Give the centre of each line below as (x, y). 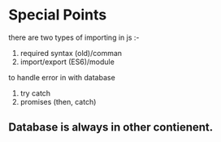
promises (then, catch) (58, 101)
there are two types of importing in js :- (74, 37)
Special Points (58, 15)
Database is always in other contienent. (111, 127)
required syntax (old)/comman (71, 53)
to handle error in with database (62, 77)
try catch (35, 93)
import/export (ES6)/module (67, 62)
